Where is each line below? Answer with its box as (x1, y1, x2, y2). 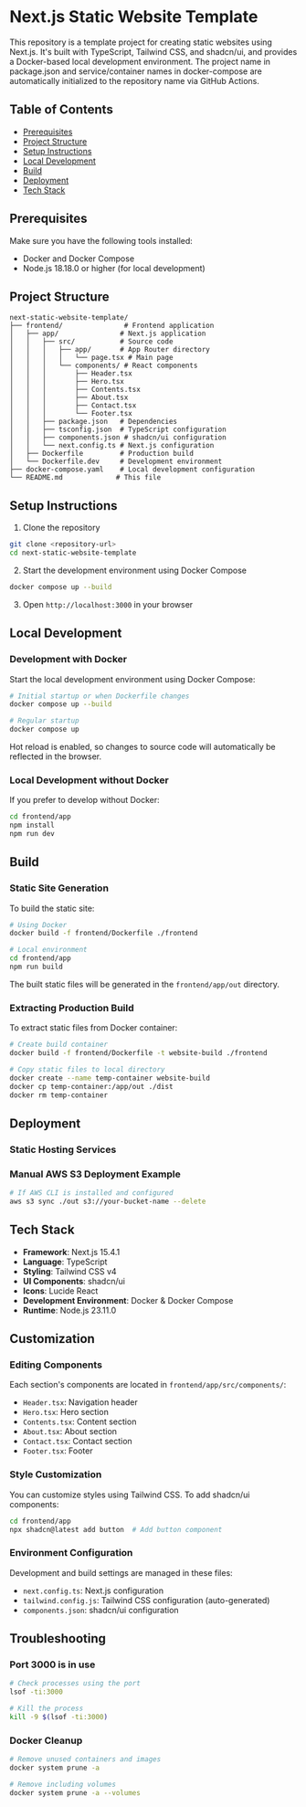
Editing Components (9, 1358, 103, 1371)
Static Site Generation (9, 882, 110, 894)
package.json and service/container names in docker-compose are (9, 66, 262, 77)
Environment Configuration (9, 1547, 133, 1559)
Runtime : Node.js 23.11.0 (22, 1305, 117, 1316)
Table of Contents (9, 102, 114, 118)
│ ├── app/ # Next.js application (9, 329, 206, 339)
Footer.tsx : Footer (22, 1445, 93, 1456)
